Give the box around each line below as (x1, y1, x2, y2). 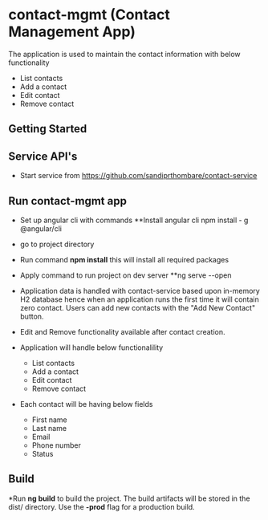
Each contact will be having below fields (19, 399, 153, 408)
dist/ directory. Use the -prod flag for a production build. (8, 502, 195, 511)
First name (31, 415, 67, 425)
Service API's (8, 149, 78, 163)
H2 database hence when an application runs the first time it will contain (19, 295, 259, 304)
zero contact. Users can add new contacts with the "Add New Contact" (19, 303, 255, 312)
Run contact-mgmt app (8, 194, 127, 208)
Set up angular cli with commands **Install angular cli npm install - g (19, 215, 249, 225)
